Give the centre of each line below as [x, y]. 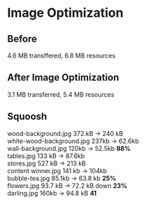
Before [22, 39]
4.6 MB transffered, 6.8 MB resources [61, 55]
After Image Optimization [63, 77]
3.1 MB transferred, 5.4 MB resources [61, 94]
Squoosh [27, 117]
